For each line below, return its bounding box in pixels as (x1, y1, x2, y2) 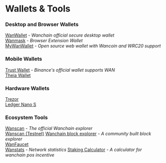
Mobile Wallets (5, 56, 43, 63)
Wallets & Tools (5, 3, 71, 15)
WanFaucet (5, 141, 29, 147)
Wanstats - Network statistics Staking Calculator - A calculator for (5, 146, 142, 153)
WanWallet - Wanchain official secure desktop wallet (5, 32, 114, 38)
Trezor (5, 96, 19, 102)
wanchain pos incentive (5, 152, 55, 158)
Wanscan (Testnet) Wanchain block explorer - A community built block (5, 131, 151, 137)
